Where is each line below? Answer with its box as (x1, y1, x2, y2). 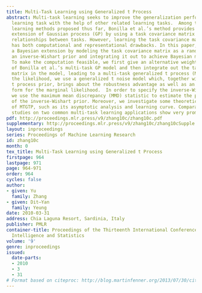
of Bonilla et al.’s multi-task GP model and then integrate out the (11, 64, 189, 71)
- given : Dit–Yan (6, 199, 50, 205)
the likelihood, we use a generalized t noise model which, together (11, 76, 189, 82)
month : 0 (6, 143, 28, 149)
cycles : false (6, 177, 42, 183)
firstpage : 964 (6, 154, 44, 160)
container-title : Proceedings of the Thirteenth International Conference (6, 227, 198, 233)
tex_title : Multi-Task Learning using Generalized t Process (6, 149, 163, 155)
